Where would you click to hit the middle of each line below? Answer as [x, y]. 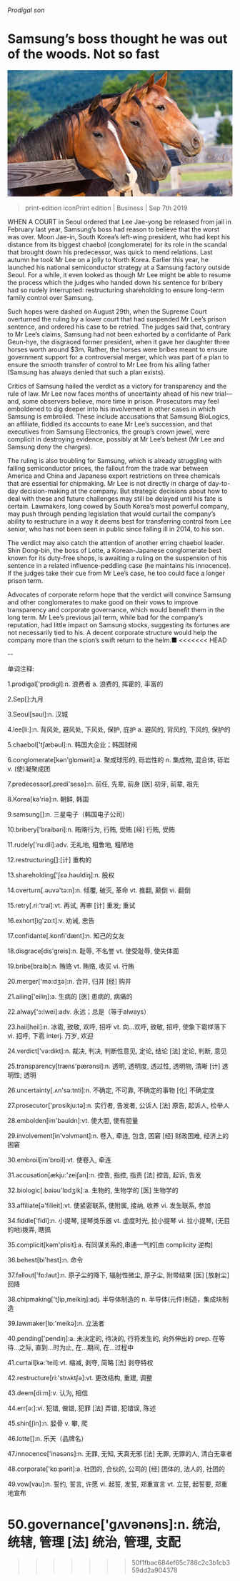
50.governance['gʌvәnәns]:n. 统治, [114, 1525]
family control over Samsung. [51, 298]
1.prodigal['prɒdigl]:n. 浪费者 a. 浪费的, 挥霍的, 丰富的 [85, 684]
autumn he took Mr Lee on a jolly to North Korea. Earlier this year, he [108, 260]
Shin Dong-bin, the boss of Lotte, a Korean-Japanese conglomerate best [114, 551]
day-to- [219, 484]
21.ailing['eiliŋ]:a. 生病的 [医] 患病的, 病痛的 [70, 997]
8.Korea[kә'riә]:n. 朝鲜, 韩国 [48, 799]
